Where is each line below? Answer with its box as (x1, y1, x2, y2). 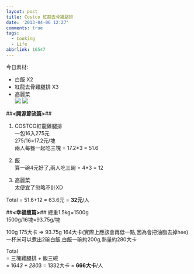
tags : (6, 30, 19, 36)
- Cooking (11, 36, 35, 42)
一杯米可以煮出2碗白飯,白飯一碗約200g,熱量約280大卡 (6, 235, 137, 243)
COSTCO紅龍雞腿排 (14, 122, 63, 129)
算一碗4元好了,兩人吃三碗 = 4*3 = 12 (14, 164, 104, 171)
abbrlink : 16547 (6, 47, 46, 53)
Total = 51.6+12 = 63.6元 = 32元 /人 (6, 196, 89, 203)
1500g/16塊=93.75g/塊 (6, 216, 60, 223)
